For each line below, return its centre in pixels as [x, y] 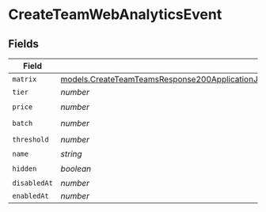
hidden [25, 168]
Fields [24, 44]
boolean [76, 168]
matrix [25, 79]
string [71, 154]
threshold [30, 139]
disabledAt [32, 183]
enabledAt [30, 196]
